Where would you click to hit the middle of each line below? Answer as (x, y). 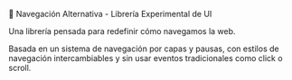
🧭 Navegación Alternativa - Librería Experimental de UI (110, 14)
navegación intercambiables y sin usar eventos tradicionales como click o (146, 58)
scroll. (20, 68)
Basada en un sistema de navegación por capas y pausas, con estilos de (144, 49)
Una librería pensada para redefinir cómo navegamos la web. (122, 31)
